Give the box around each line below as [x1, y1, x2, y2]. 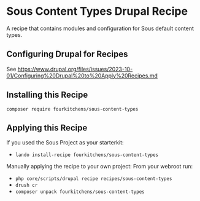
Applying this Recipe [6, 122, 88, 133]
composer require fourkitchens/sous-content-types [6, 106, 139, 112]
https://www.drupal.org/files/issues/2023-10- [17, 65, 133, 73]
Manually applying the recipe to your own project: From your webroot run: [6, 163, 193, 170]
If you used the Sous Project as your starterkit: [6, 139, 124, 146]
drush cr [15, 183, 38, 189]
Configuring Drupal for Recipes [6, 49, 128, 60]
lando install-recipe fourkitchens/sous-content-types [15, 152, 159, 158]
